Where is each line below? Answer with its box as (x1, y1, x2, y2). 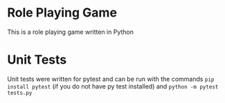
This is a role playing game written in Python (7, 28, 134, 36)
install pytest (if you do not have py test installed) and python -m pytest (7, 82, 219, 91)
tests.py (7, 89, 33, 96)
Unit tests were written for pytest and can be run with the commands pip (7, 75, 215, 83)
